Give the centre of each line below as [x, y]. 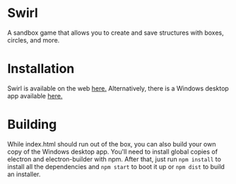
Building [32, 125]
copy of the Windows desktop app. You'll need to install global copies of [112, 151]
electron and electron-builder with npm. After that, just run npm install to [114, 159]
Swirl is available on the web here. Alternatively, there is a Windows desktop [118, 88]
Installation [41, 69]
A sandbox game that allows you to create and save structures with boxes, [116, 33]
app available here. [35, 96]
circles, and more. [34, 40]
